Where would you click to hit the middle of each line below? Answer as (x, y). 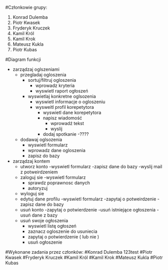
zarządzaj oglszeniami (36, 69)
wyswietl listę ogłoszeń (52, 226)
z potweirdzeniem (39, 172)
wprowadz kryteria (55, 85)
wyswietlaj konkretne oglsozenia (62, 96)
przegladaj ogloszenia (43, 75)
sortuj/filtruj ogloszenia (52, 80)
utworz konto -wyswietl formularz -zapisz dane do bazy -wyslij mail (91, 167)
